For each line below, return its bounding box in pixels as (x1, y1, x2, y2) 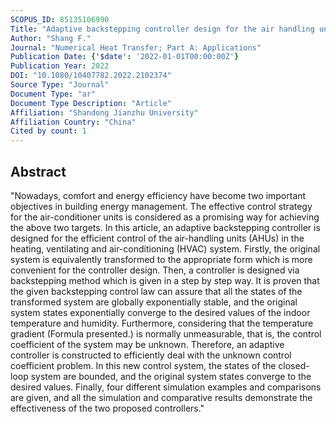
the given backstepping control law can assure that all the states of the (10, 285, 303, 297)
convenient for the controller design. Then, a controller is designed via (10, 264, 300, 276)
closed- (278, 359, 310, 371)
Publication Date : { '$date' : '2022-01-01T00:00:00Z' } (10, 52, 240, 62)
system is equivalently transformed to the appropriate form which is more (10, 253, 313, 265)
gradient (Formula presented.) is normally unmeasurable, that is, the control (10, 327, 322, 340)
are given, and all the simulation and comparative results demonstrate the (10, 391, 313, 403)
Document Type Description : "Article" (10, 98, 172, 108)
